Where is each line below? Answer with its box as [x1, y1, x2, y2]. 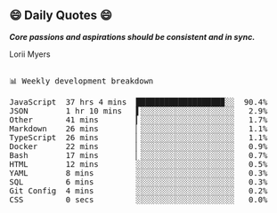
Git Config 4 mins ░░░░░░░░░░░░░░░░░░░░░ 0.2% [9, 185, 268, 195]
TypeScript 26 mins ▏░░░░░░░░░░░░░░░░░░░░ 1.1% [9, 132, 268, 142]
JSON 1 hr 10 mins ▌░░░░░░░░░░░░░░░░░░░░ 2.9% [9, 106, 268, 115]
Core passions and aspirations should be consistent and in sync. [9, 31, 256, 42]
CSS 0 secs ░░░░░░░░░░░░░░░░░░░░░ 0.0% [9, 194, 268, 204]
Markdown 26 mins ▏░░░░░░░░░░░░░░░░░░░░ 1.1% [9, 123, 268, 133]
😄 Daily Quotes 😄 [9, 8, 113, 23]
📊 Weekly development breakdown [9, 75, 154, 86]
